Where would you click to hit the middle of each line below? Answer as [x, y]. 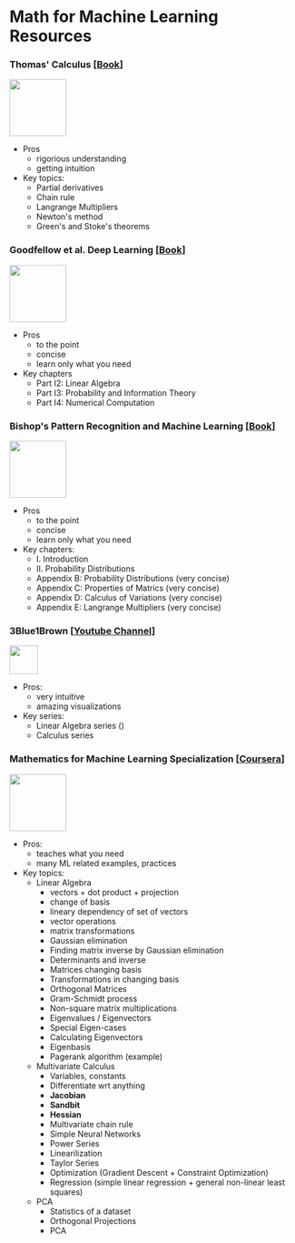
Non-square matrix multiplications [113, 1008]
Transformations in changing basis [114, 979]
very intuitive [60, 697]
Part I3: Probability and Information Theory [116, 392]
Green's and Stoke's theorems [93, 227]
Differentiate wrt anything [97, 1086]
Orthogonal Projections [93, 1220]
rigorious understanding [81, 159]
